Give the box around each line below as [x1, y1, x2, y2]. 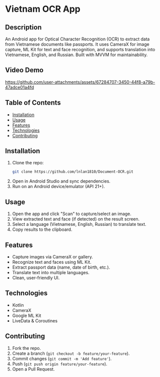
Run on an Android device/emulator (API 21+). [12, 184, 105, 189]
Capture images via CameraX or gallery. [12, 253, 93, 259]
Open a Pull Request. [12, 366, 55, 372]
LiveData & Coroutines [12, 317, 58, 323]
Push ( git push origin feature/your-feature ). [12, 361, 107, 367]
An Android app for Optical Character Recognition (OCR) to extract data [5, 36, 150, 42]
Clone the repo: [12, 160, 44, 166]
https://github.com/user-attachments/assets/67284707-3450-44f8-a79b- [5, 79, 156, 85]
